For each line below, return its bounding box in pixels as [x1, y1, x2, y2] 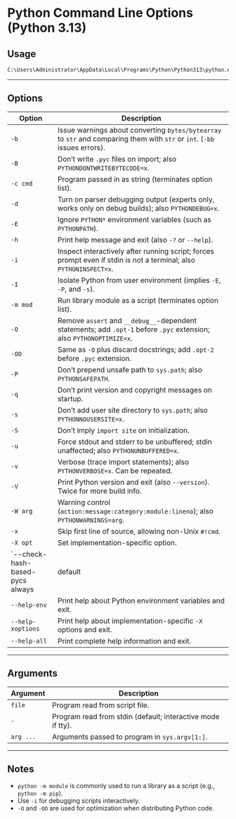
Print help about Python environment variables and [57, 596, 225, 605]
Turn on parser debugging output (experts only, [57, 195, 215, 204]
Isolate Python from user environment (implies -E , [57, 275, 221, 285]
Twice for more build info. [57, 486, 142, 496]
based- [11, 567, 37, 577]
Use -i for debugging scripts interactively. [17, 797, 140, 805]
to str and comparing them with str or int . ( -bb [57, 133, 215, 143]
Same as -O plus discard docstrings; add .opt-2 [57, 344, 214, 354]
